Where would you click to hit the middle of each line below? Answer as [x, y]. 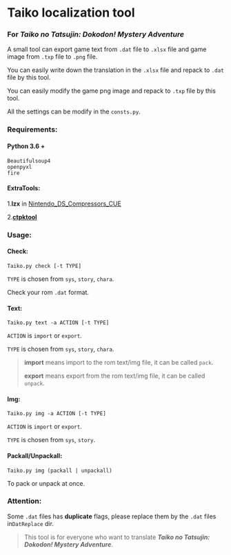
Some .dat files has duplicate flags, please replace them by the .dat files [112, 516]
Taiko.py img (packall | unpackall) [60, 471]
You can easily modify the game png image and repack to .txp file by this [111, 91]
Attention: [24, 501]
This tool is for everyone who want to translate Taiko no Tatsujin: [117, 537]
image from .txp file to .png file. [52, 57]
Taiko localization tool [71, 13]
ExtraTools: [24, 188]
